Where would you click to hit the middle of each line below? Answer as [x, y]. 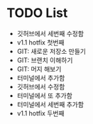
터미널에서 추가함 [41, 78]
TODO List [37, 13]
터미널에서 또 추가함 [44, 95]
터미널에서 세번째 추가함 [50, 104]
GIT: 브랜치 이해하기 [45, 60]
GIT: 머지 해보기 [39, 69]
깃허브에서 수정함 [41, 86]
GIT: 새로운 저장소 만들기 [51, 51]
